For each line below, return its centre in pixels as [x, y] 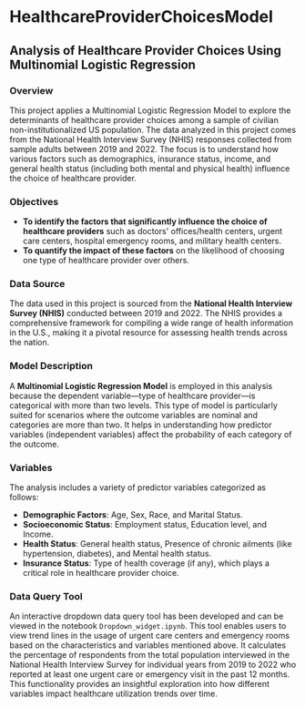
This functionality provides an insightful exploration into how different [140, 684]
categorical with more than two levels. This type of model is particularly [143, 405]
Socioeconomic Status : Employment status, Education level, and [144, 525]
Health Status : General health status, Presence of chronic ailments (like [158, 544]
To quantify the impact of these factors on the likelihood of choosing [153, 251]
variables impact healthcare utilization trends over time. [114, 693]
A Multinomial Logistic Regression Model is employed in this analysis [141, 385]
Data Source [37, 284]
